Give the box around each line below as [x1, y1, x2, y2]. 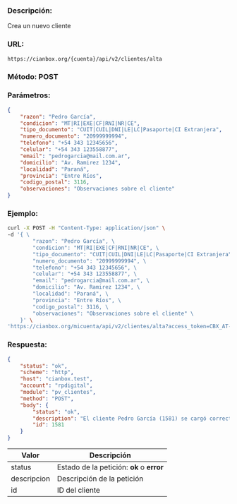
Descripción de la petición [56, 474, 144, 484]
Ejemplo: [7, 208, 39, 218]
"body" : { [20, 402, 49, 409]
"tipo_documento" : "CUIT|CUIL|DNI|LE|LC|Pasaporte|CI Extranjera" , [20, 126, 222, 133]
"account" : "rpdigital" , [20, 382, 93, 390]
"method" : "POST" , [20, 395, 74, 402]
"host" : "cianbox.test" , [20, 376, 93, 383]
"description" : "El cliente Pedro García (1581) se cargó [32, 415, 207, 422]
